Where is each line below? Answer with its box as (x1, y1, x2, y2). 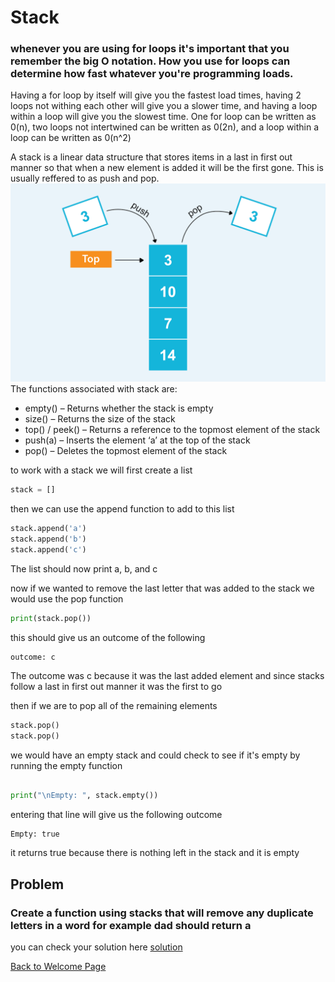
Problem (10, 876, 65, 893)
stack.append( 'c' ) (10, 545, 87, 555)
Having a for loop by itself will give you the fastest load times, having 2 (10, 89, 302, 101)
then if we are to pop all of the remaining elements (10, 699, 218, 711)
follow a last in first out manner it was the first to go (10, 680, 223, 692)
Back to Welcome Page (10, 961, 107, 973)
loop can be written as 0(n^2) (10, 132, 132, 144)
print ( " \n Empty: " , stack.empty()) (10, 791, 159, 801)
